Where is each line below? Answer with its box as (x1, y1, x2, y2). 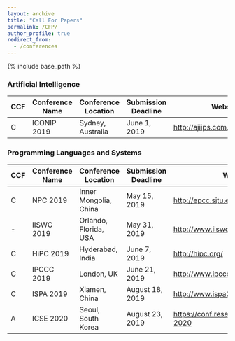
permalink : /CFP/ (7, 23, 58, 30)
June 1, (126, 118, 152, 128)
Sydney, (79, 118, 106, 128)
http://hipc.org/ (173, 249, 224, 258)
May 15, (126, 190, 154, 200)
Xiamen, (79, 284, 106, 294)
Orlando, (79, 215, 108, 225)
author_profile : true (7, 29, 71, 37)
